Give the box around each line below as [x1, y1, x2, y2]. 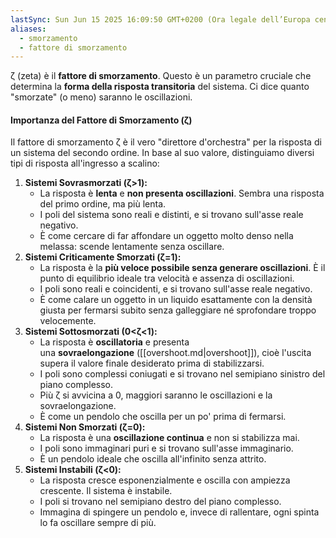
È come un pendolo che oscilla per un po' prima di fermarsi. [39, 411, 287, 423]
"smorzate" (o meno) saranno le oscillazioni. [10, 91, 193, 103]
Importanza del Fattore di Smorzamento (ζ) [10, 114, 193, 126]
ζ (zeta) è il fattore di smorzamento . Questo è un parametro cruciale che [10, 70, 312, 82]
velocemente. [39, 315, 97, 327]
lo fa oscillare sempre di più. [39, 517, 157, 529]
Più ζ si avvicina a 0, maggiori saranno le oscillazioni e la [39, 389, 273, 401]
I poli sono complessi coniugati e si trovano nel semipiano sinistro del [39, 368, 326, 380]
